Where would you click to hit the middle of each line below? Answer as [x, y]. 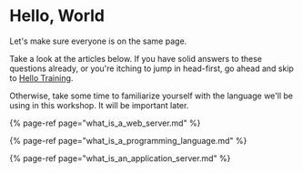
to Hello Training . [41, 77]
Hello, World [57, 16]
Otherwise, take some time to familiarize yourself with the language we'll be [151, 96]
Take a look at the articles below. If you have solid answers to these [136, 58]
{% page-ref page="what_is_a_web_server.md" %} [105, 123]
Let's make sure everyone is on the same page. [98, 41]
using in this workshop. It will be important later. [99, 105]
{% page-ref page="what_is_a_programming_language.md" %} [128, 140]
